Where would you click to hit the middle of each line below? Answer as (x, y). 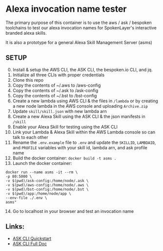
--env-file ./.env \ (27, 198)
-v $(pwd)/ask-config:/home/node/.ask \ (47, 181)
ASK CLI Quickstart (32, 238)
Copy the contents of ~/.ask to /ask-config (55, 90)
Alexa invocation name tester (66, 9)
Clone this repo (28, 80)
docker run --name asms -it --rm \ (42, 172)
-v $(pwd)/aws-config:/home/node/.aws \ (47, 185)
